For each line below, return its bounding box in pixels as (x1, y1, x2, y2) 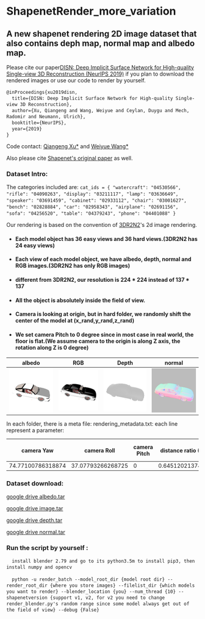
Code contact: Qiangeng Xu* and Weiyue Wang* (6, 143, 129, 150)
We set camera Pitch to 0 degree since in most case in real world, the (15, 331, 194, 338)
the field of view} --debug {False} (6, 607, 99, 614)
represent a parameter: (6, 427, 65, 434)
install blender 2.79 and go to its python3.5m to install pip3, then (12, 558, 195, 565)
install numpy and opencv (6, 564, 72, 571)
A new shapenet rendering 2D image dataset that (6, 29, 197, 39)
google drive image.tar (6, 505, 63, 512)
